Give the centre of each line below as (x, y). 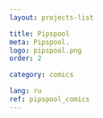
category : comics (42, 75)
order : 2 (26, 59)
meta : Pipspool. (39, 42)
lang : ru (26, 91)
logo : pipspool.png (46, 50)
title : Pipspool (39, 34)
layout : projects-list (51, 17)
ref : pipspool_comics (50, 99)
